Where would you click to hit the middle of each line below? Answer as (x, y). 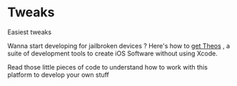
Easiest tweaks (30, 32)
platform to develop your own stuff (58, 75)
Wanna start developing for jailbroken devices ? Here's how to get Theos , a (119, 45)
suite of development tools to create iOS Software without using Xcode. (112, 53)
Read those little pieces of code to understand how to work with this (108, 67)
